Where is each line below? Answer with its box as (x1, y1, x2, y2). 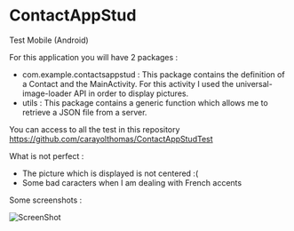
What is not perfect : (9, 150, 84, 161)
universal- (234, 78, 273, 89)
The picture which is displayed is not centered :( (21, 168, 199, 179)
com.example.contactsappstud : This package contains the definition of (21, 68, 286, 80)
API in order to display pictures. (74, 88, 189, 99)
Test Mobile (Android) (9, 35, 89, 45)
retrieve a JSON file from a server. (21, 107, 147, 117)
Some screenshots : (9, 195, 83, 205)
